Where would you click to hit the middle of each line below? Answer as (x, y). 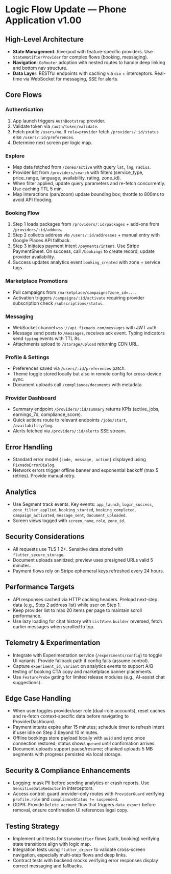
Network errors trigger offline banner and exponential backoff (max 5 (86, 470)
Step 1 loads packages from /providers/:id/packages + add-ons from (86, 224)
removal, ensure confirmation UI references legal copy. (70, 810)
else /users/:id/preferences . (44, 137)
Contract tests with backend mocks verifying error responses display (85, 860)
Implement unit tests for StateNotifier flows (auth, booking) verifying (86, 838)
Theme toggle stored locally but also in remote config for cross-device (87, 374)
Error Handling (29, 447)
